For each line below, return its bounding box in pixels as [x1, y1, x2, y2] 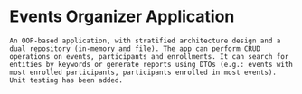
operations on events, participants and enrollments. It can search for [9, 52, 289, 61]
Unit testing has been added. [9, 75, 124, 85]
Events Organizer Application [9, 6, 235, 27]
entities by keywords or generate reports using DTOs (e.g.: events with [9, 60, 294, 69]
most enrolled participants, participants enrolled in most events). [9, 68, 278, 77]
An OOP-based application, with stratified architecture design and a [9, 36, 281, 45]
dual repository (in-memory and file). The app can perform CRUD [9, 43, 260, 53]
